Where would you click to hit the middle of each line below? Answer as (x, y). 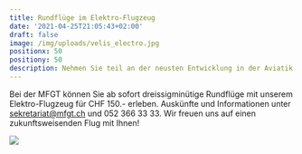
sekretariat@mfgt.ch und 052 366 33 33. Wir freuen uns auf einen (132, 113)
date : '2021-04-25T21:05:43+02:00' (76, 26)
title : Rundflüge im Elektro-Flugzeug (82, 18)
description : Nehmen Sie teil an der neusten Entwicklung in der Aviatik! (153, 69)
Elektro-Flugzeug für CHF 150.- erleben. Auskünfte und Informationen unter (150, 103)
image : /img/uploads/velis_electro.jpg (85, 43)
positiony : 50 (36, 60)
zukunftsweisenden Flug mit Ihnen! (75, 122)
